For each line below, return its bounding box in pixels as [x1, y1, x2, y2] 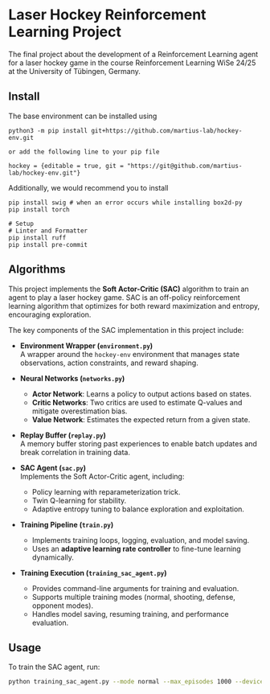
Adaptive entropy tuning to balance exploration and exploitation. [31, 504, 245, 514]
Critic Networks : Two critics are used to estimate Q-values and [31, 397, 243, 407]
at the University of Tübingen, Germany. [8, 66, 141, 76]
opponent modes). [31, 601, 94, 610]
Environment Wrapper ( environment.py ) [19, 340, 153, 351]
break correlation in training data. [19, 447, 131, 457]
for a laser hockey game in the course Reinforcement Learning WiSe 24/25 [8, 58, 256, 68]
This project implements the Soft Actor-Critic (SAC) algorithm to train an [8, 284, 249, 294]
